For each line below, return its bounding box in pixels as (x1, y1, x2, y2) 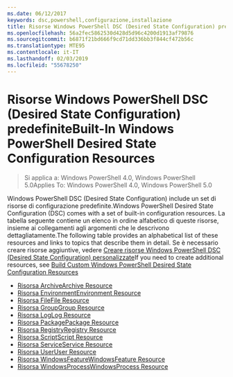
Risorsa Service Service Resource (17, 340, 113, 349)
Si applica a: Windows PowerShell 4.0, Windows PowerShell (24, 173, 196, 182)
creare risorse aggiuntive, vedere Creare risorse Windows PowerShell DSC (7, 245, 221, 254)
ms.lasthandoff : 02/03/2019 (7, 55, 89, 62)
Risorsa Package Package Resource (17, 318, 119, 326)
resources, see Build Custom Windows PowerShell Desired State (7, 261, 192, 269)
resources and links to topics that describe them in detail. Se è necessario (7, 238, 218, 247)
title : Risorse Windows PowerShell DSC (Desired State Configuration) (7, 23, 216, 30)
